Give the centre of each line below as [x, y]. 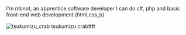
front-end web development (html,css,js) [55, 15]
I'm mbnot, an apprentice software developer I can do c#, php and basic [93, 8]
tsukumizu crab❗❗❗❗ [73, 26]
